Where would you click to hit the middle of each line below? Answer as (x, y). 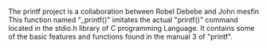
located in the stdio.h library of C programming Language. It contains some (132, 28)
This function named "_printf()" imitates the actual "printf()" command (123, 20)
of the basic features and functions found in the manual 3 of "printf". (121, 36)
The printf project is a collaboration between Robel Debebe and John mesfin (134, 11)
